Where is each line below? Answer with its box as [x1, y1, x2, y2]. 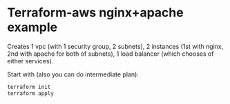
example [7, 19, 58, 35]
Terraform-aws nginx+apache [7, 5, 184, 21]
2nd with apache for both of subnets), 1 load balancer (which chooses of [7, 50, 214, 58]
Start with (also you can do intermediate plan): [7, 70, 140, 79]
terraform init [7, 83, 51, 90]
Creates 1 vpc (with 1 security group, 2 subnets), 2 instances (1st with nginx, [7, 42, 224, 50]
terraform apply [7, 90, 54, 97]
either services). [7, 56, 54, 65]
